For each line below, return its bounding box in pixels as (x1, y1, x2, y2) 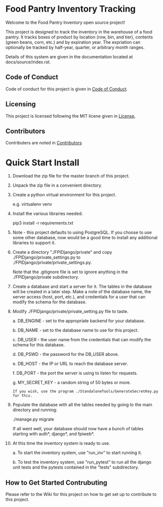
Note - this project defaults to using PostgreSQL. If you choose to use (12, 229, 152, 235)
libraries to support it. (12, 240, 56, 246)
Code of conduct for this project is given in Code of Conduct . (5, 86, 128, 92)
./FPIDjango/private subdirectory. (12, 274, 80, 280)
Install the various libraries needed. (12, 210, 83, 217)
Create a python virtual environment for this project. (12, 192, 116, 198)
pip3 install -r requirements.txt (12, 220, 74, 226)
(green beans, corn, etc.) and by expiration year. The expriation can (5, 39, 141, 45)
